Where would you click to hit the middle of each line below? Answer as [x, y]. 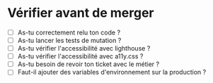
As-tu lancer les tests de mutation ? [69, 40]
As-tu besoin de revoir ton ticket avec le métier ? [88, 64]
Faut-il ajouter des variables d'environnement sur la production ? [112, 72]
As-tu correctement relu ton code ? [69, 32]
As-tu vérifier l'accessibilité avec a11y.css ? [80, 56]
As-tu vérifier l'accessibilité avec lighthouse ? [84, 49]
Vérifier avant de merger [81, 13]
